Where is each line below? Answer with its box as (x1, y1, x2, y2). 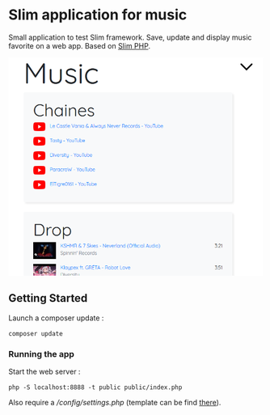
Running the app (8, 348, 75, 359)
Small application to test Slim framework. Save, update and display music (8, 32, 252, 42)
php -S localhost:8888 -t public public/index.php (8, 383, 183, 392)
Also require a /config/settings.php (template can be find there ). (8, 398, 221, 408)
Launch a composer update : (8, 313, 104, 323)
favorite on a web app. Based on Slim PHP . (8, 40, 151, 50)
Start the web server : (8, 366, 81, 377)
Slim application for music (8, 6, 188, 24)
